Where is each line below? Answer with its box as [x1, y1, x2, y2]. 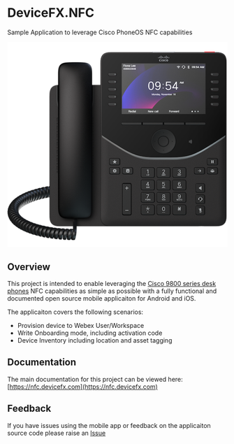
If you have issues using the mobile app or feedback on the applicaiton [7, 421, 211, 429]
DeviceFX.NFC [7, 5, 94, 21]
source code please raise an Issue [7, 429, 106, 437]
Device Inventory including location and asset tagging [17, 336, 173, 345]
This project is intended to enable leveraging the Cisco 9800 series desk [7, 280, 217, 288]
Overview [7, 261, 51, 273]
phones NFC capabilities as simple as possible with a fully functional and [7, 287, 217, 295]
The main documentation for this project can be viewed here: [7, 375, 183, 383]
